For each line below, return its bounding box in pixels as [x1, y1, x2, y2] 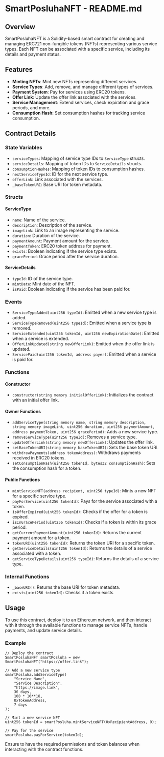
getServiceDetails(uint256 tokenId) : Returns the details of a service [12, 545, 153, 551]
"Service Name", [14, 677, 47, 682]
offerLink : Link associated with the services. [12, 176, 103, 182]
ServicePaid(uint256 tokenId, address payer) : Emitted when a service [12, 351, 157, 357]
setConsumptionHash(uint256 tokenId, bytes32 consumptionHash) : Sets [12, 460, 156, 466]
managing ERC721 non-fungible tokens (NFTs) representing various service [5, 41, 158, 47]
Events [5, 298, 22, 305]
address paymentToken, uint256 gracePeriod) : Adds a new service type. [12, 429, 158, 435]
